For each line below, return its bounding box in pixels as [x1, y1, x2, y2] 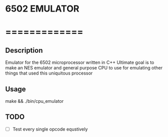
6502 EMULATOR [5, 3, 80, 15]
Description [5, 46, 43, 54]
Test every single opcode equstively [12, 126, 88, 132]
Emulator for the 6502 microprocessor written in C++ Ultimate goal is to [5, 59, 154, 65]
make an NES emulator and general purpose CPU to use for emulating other [5, 65, 163, 71]
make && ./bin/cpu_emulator [5, 98, 64, 104]
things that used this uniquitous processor [5, 70, 93, 76]
